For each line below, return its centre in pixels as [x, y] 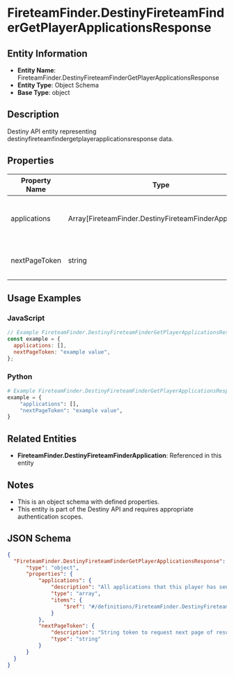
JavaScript [26, 318]
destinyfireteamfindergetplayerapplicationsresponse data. [91, 138]
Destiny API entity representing [52, 131]
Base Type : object [44, 93]
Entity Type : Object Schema [58, 85]
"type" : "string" [76, 639]
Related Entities [42, 438]
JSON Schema [39, 538]
